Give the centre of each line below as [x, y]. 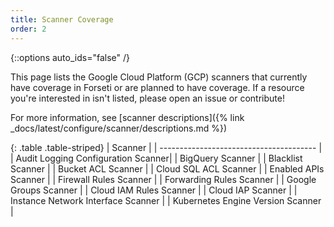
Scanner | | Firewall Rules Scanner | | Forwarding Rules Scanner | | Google [163, 179]
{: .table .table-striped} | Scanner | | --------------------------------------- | [166, 147]
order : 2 [28, 29]
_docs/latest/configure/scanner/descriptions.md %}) [119, 128]
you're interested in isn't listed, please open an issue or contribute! [147, 98]
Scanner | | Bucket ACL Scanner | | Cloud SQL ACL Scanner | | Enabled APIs [167, 168]
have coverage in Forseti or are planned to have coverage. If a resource [157, 87]
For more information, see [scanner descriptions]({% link [127, 117]
